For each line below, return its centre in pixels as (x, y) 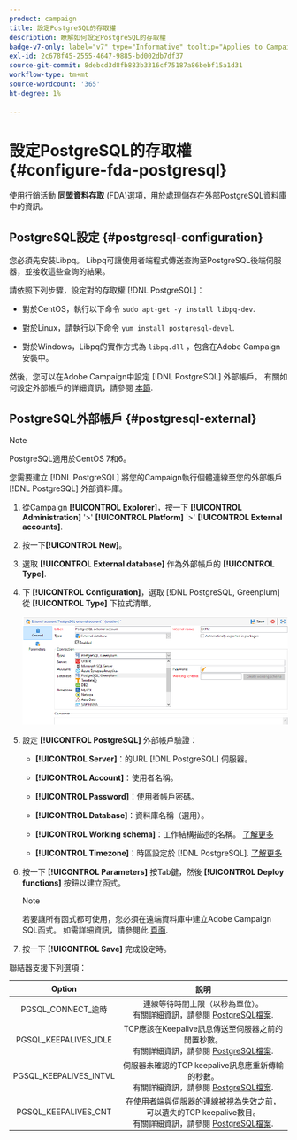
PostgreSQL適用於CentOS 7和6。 (70, 459)
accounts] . (42, 527)
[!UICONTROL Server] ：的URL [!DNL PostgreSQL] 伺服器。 (144, 759)
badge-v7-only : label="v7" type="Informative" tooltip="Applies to (136, 47)
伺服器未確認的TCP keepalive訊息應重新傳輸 (203, 1065)
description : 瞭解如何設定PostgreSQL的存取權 (88, 37)
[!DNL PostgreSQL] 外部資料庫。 (69, 488)
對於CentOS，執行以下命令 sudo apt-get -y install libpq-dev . (138, 309)
